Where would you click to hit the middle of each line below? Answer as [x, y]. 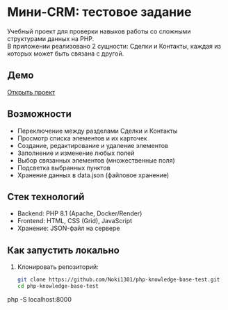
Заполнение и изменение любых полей [76, 153]
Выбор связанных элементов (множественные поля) [96, 160]
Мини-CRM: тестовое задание [99, 12]
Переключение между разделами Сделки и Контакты [97, 131]
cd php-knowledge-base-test [58, 286]
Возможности [39, 114]
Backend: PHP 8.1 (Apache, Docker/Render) [80, 213]
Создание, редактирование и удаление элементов [93, 145]
